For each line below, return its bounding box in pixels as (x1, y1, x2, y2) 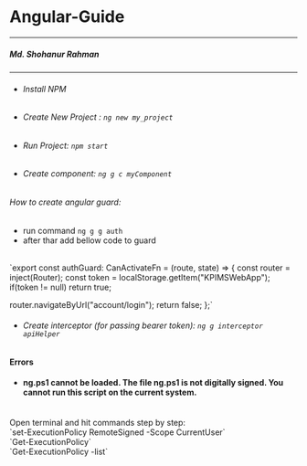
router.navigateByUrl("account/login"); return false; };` (9, 299, 213, 310)
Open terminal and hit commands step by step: (9, 417, 185, 428)
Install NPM (22, 83, 67, 94)
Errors (9, 356, 34, 367)
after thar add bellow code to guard (22, 235, 157, 246)
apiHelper (22, 330, 61, 339)
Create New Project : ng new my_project (22, 111, 174, 122)
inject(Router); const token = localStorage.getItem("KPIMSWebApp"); (9, 271, 271, 282)
